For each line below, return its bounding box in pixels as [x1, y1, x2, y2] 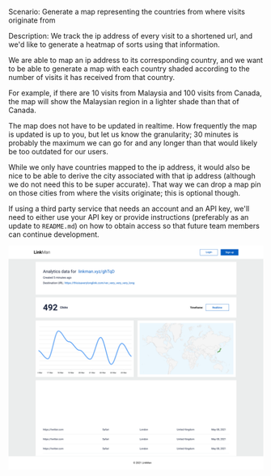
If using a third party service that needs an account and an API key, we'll [8, 204, 250, 213]
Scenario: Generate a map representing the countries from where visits [8, 7, 245, 16]
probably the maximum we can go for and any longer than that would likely [8, 138, 258, 148]
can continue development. [8, 230, 100, 239]
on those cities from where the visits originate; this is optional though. [8, 188, 241, 197]
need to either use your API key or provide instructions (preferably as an [8, 213, 249, 221]
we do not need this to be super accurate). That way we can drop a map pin [8, 179, 261, 189]
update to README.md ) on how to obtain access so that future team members [8, 221, 260, 230]
